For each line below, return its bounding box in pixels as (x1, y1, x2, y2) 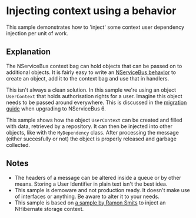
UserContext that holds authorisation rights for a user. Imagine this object (6, 92, 182, 99)
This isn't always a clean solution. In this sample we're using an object (6, 86, 177, 93)
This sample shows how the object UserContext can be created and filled (6, 116, 182, 123)
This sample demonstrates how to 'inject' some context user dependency (6, 24, 184, 31)
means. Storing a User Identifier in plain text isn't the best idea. (14, 180, 168, 187)
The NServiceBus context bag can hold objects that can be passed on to (6, 62, 182, 69)
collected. (6, 141, 31, 148)
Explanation (6, 47, 51, 57)
